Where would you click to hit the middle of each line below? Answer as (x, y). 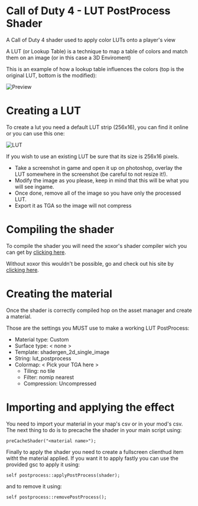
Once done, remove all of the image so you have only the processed (98, 193)
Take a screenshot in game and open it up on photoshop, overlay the (98, 167)
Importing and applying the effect (90, 407)
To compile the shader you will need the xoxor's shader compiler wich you (97, 246)
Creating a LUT (44, 111)
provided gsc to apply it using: (43, 464)
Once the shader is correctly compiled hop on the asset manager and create (99, 310)
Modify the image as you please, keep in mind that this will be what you (102, 180)
